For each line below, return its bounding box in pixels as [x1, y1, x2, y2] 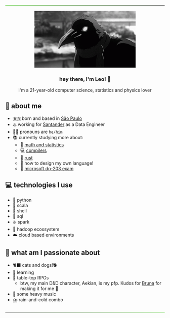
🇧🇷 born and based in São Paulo [12, 115, 82, 121]
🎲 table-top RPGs [12, 275, 49, 281]
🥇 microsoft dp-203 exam [20, 165, 74, 171]
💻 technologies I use [5, 181, 73, 189]
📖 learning [12, 269, 34, 275]
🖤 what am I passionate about [5, 248, 100, 257]
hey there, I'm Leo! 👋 [59, 75, 111, 82]
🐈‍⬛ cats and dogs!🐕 [12, 262, 58, 268]
